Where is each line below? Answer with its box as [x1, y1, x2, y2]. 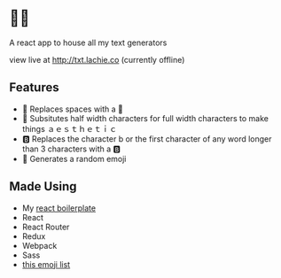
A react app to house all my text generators [9, 37, 168, 48]
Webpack [21, 240, 58, 251]
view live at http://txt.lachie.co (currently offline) [9, 54, 185, 65]
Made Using [9, 179, 77, 194]
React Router [21, 221, 70, 232]
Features [9, 80, 59, 96]
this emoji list [21, 259, 71, 269]
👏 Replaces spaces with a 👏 [21, 104, 124, 114]
